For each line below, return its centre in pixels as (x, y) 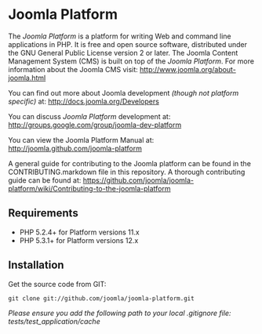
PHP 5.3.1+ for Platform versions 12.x (79, 240)
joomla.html (27, 78)
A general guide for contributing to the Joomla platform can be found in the (129, 163)
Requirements (43, 213)
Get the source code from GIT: (57, 284)
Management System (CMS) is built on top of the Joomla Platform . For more (131, 61)
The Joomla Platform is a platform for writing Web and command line (120, 36)
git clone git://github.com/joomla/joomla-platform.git (101, 298)
